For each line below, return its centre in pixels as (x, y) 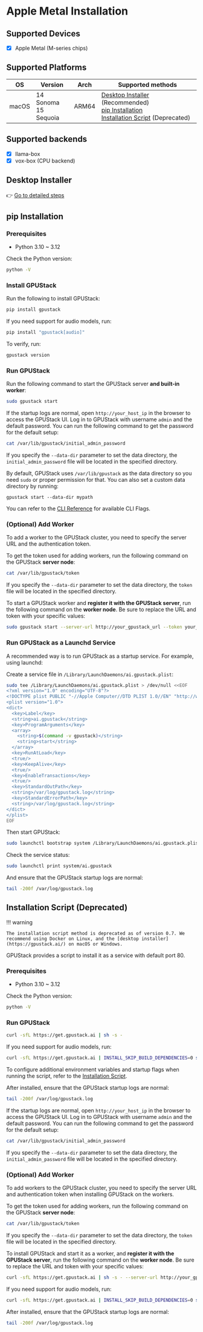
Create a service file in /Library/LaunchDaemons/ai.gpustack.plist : (90, 674)
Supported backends (47, 139)
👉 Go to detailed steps (35, 195)
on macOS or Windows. (95, 944)
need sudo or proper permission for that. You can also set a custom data (96, 480)
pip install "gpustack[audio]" (46, 333)
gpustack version (28, 355)
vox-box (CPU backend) (45, 161)
